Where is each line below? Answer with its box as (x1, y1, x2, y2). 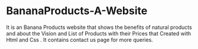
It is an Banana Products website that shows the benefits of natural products (6, 24, 192, 31)
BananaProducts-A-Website (6, 4, 148, 18)
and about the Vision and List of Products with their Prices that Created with (6, 30, 191, 37)
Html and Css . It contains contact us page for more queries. (6, 36, 154, 43)
